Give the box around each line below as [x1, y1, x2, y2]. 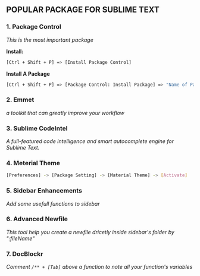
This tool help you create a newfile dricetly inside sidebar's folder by [6, 228, 174, 235]
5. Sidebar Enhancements [6, 187, 82, 195]
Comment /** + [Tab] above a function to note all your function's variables [6, 263, 193, 271]
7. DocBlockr [6, 250, 43, 258]
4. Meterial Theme [6, 159, 61, 167]
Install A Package [6, 70, 51, 77]
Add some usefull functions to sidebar [6, 200, 100, 207]
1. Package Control [6, 23, 61, 31]
